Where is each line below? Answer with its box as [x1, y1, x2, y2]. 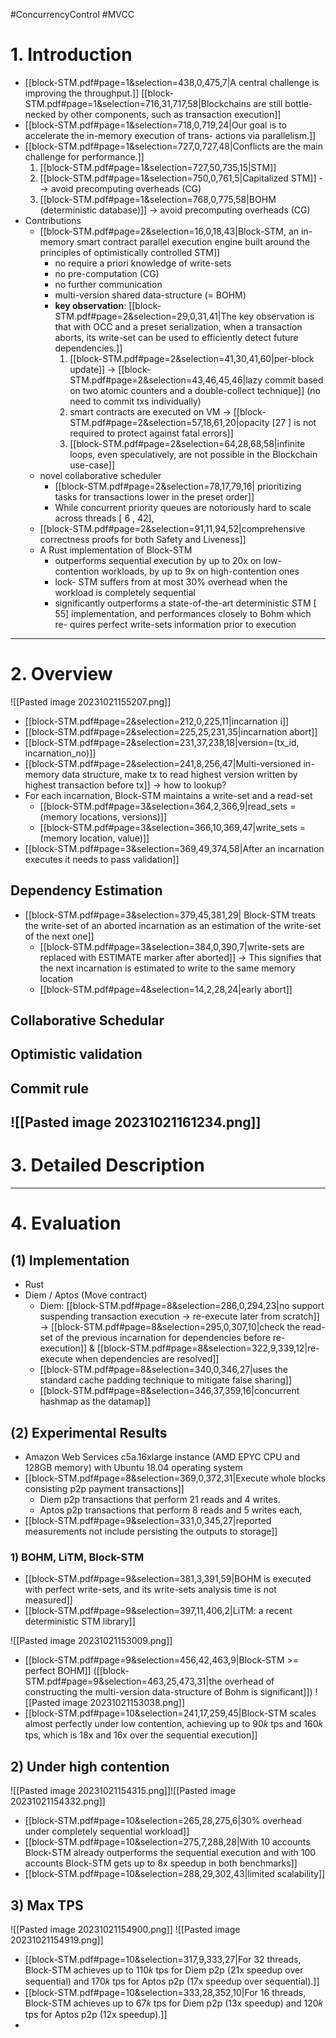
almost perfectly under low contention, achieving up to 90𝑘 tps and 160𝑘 [24, 1718, 323, 1730]
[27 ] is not [271, 416, 317, 428]
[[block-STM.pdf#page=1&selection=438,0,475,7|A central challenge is [24, 76, 320, 88]
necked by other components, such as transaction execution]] [24, 108, 282, 120]
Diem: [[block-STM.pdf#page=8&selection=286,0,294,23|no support [39, 1300, 325, 1312]
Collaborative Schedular [10, 1012, 165, 1029]
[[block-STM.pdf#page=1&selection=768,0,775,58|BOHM [39, 193, 277, 205]
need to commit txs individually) [69, 395, 202, 407]
